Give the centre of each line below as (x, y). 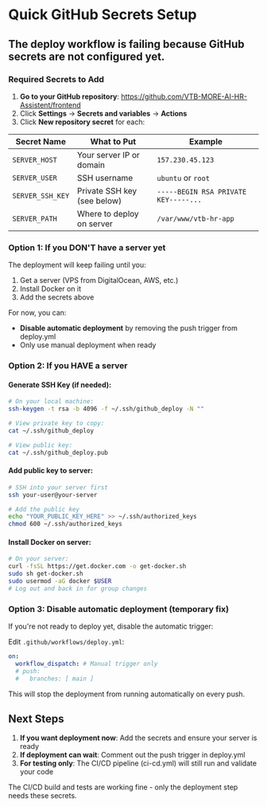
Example (206, 141)
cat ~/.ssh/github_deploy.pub (58, 452)
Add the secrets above (57, 297)
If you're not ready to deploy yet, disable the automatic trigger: (111, 626)
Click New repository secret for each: (82, 122)
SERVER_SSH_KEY (41, 196)
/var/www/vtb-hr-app (195, 218)
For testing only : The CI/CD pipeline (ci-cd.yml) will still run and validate (138, 763)
